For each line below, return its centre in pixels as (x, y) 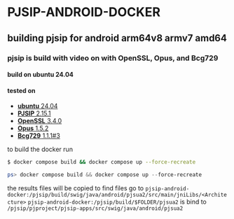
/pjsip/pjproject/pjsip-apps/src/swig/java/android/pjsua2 (95, 209)
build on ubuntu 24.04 (40, 75)
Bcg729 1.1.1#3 (39, 136)
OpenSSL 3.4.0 (40, 121)
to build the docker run (40, 149)
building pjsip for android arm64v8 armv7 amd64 (117, 38)
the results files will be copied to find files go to (76, 188)
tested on (21, 90)
